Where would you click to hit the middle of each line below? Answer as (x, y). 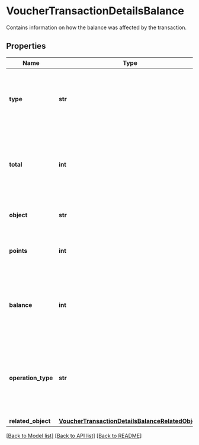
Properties (26, 46)
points (18, 250)
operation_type (31, 378)
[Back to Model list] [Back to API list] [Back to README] (74, 435)
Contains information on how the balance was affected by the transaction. (97, 27)
